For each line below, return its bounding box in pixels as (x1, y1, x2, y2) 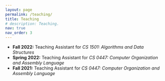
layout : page (5, 7, 32, 12)
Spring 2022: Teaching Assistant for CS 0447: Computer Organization (12, 55, 158, 60)
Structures (12, 49, 34, 55)
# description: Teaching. (5, 21, 59, 26)
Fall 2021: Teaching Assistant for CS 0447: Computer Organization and (12, 65, 160, 71)
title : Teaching (5, 16, 39, 21)
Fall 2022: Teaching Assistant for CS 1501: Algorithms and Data (12, 44, 144, 50)
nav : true (5, 26, 26, 31)
